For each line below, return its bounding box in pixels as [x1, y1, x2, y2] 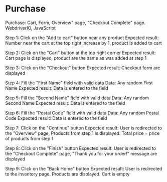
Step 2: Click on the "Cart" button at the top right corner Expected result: [5, 50, 156, 56]
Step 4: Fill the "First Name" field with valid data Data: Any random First [5, 80, 153, 86]
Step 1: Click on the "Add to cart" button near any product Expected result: [5, 35, 159, 41]
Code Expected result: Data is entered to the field [5, 115, 107, 121]
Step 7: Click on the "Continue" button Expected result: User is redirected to [5, 125, 162, 131]
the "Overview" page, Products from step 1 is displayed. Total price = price [5, 130, 160, 136]
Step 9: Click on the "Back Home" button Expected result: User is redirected [5, 165, 162, 171]
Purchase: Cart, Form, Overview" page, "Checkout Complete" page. [5, 20, 146, 26]
